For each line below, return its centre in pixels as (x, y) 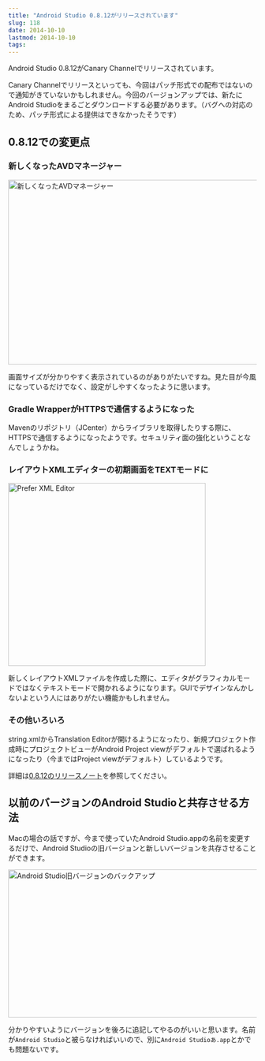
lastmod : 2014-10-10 (42, 37)
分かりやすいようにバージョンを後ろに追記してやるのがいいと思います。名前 (132, 1029)
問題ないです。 (39, 1049)
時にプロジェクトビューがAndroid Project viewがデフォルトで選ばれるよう (135, 749)
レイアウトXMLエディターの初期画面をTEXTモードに (108, 470)
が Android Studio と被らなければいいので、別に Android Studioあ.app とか (126, 1039)
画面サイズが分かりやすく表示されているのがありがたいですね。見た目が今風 (132, 376)
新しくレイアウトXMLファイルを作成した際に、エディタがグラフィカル (122, 678)
